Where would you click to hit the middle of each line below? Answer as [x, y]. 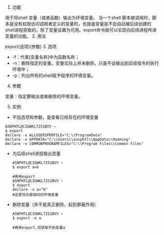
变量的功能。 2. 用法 [26, 36]
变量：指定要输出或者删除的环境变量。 [44, 96]
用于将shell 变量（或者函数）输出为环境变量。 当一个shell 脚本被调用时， [79, 18]
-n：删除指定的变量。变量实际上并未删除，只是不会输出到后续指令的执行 [85, 63]
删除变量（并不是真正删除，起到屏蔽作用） [55, 205]
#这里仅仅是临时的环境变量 [35, 195]
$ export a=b [26, 167]
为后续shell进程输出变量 [36, 153]
